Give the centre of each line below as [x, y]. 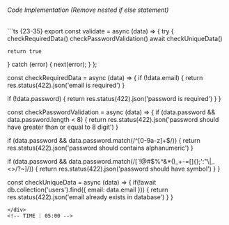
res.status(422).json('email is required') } [66, 85]
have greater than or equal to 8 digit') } [63, 127]
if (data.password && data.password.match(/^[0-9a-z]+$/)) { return [104, 141]
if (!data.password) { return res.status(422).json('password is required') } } [114, 99]
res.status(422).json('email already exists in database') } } [90, 197]
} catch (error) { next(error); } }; [52, 64]
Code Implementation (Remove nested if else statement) [88, 10]
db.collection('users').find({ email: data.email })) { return [88, 190]
